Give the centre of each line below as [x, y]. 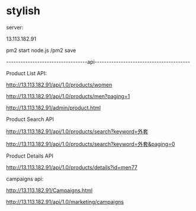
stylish [23, 11]
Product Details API [30, 156]
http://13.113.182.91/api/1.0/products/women [59, 85]
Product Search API [30, 119]
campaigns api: [25, 178]
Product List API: [27, 73]
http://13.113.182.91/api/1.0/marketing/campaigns [65, 202]
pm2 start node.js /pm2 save [41, 50]
